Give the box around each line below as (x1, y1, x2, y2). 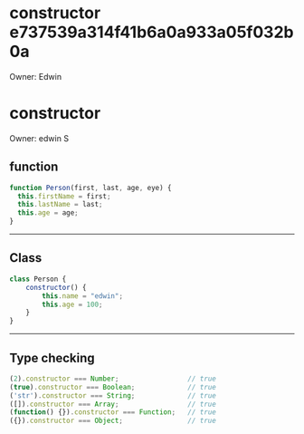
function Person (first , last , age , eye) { (9, 183, 172, 192)
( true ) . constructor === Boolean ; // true (9, 382, 217, 391)
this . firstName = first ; (17, 191, 111, 201)
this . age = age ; (17, 208, 79, 217)
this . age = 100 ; (42, 300, 103, 309)
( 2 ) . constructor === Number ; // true (9, 374, 217, 383)
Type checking (9, 350, 95, 365)
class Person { (9, 275, 67, 284)
